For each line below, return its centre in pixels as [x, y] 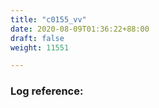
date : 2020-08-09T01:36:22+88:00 [80, 29]
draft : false [37, 38]
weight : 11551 [40, 47]
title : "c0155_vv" [48, 19]
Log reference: [47, 91]
